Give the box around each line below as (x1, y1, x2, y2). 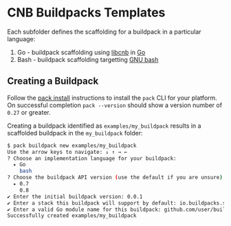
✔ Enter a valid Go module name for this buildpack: (7, 206, 162, 213)
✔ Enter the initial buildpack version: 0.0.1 (7, 193, 143, 200)
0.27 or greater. (7, 108, 51, 116)
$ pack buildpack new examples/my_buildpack (7, 142, 137, 149)
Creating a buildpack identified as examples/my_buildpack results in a (7, 122, 201, 130)
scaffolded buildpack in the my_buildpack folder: (7, 128, 143, 137)
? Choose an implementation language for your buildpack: (7, 155, 177, 162)
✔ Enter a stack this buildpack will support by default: (7, 199, 177, 207)
